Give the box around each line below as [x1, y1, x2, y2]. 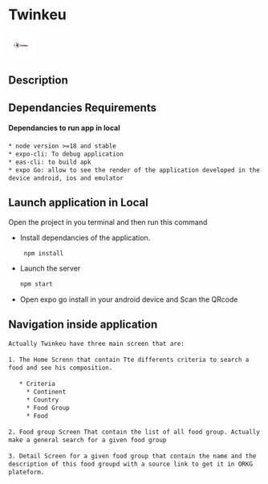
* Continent [26, 388, 67, 397]
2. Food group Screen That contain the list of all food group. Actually [8, 428, 261, 437]
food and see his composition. [8, 364, 113, 372]
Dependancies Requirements [8, 100, 156, 114]
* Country [26, 396, 59, 405]
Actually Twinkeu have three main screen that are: [8, 340, 185, 348]
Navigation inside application [8, 318, 158, 331]
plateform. [8, 468, 45, 477]
